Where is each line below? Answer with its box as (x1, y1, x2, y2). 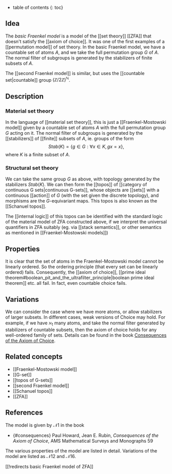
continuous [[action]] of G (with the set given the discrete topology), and (5, 192, 159, 198)
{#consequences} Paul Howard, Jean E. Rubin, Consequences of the (12, 432, 159, 439)
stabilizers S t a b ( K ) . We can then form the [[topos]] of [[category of (5, 181, 147, 188)
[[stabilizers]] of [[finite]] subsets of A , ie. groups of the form (5, 136, 134, 142)
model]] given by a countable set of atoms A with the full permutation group (5, 124, 166, 131)
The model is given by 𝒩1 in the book (5, 422, 85, 428)
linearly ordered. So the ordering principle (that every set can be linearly (5, 264, 158, 270)
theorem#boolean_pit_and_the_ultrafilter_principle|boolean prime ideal (5, 275, 155, 281)
